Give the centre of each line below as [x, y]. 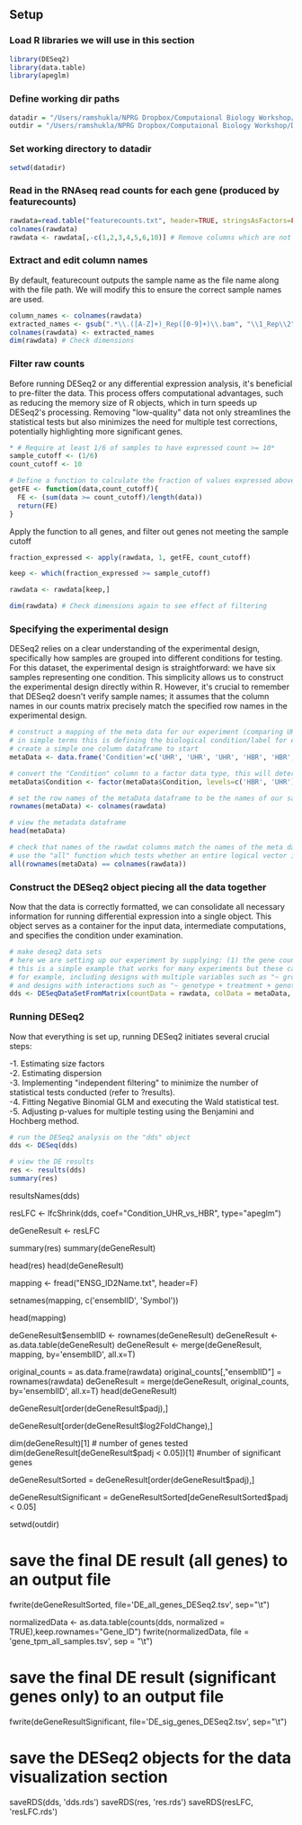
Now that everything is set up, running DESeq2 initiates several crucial [139, 1036]
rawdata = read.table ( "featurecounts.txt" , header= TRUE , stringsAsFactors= [151, 220]
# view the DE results [52, 1162]
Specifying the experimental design [89, 629]
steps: [21, 1046]
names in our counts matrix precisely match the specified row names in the [148, 706]
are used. [27, 299]
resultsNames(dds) [45, 1195]
